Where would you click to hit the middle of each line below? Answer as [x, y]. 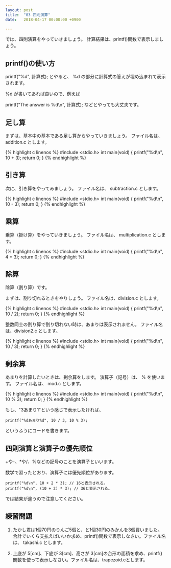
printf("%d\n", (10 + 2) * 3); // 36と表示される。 [59, 489]
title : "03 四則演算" [28, 15]
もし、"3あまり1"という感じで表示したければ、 [54, 410]
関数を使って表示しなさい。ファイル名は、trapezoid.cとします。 [80, 560]
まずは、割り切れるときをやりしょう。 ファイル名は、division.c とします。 [83, 298]
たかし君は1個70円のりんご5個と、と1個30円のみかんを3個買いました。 [87, 530]
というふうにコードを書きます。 [39, 431]
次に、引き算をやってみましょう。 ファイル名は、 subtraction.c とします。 [83, 188]
